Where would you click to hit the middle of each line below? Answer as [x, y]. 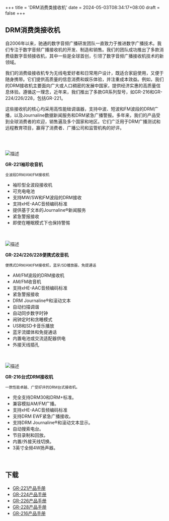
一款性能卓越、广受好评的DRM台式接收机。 [43, 387]
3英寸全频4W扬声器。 [35, 447]
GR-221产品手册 [29, 488]
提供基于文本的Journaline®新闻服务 [49, 210]
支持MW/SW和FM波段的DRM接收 [47, 197]
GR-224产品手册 [29, 494]
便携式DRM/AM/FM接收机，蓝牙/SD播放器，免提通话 [51, 265]
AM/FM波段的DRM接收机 [38, 275]
